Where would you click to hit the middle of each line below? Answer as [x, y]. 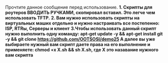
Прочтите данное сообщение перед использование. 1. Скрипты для [79, 7]
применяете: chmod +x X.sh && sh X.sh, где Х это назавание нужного [82, 50]
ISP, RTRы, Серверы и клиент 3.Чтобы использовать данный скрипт [81, 28]
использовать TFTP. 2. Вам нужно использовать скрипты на [72, 18]
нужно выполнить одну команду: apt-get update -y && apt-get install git [84, 34]
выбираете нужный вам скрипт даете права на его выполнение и [78, 44]
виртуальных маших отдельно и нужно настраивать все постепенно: [82, 23]
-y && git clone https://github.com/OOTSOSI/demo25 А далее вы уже [80, 39]
